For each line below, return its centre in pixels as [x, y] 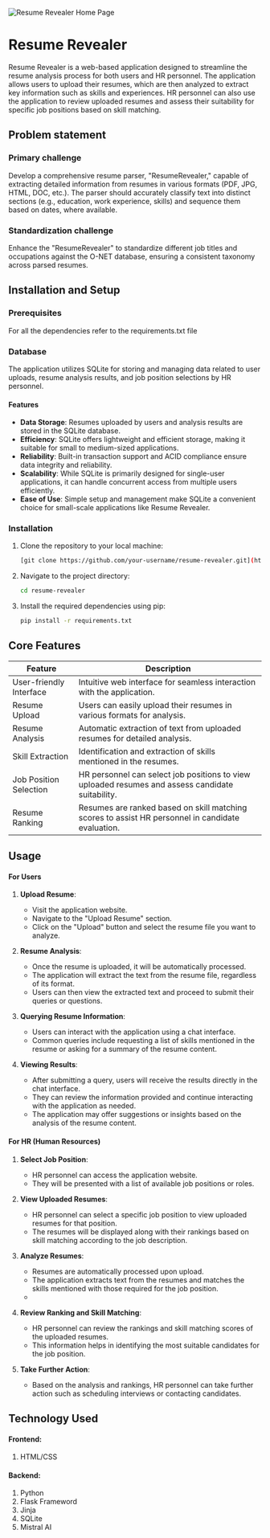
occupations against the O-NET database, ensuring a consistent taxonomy [132, 256]
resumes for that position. [75, 1223]
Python [32, 1493]
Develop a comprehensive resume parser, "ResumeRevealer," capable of [129, 175]
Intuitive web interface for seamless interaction [167, 681]
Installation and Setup [64, 290]
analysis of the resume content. [84, 1123]
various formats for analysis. [132, 715]
